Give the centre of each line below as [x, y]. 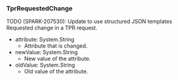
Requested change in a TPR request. [52, 28]
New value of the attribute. [57, 59]
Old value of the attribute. [56, 72]
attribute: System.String [44, 40]
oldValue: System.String [45, 65]
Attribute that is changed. [56, 46]
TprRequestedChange [39, 8]
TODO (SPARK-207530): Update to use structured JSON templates [89, 22]
